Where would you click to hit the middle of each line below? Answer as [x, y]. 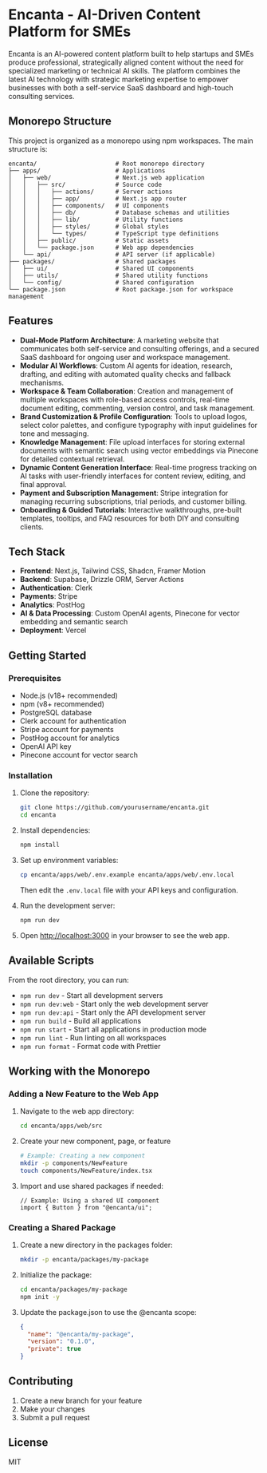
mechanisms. [42, 382]
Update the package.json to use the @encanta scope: [108, 1312]
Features [31, 321]
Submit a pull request [55, 1417]
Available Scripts [51, 961]
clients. [31, 527]
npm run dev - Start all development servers [91, 995]
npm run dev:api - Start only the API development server [113, 1012]
